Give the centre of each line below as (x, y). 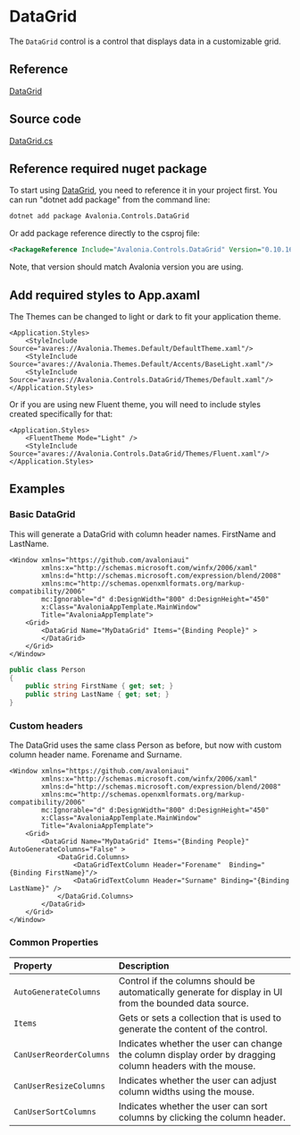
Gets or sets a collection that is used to (200, 1018)
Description (144, 966)
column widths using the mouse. (186, 1091)
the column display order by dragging (197, 1054)
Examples (37, 489)
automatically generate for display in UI (200, 992)
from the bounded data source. (183, 1003)
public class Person (48, 670)
